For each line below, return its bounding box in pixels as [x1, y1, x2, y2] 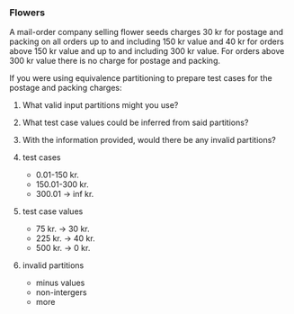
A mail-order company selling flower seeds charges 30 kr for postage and [9, 27, 284, 38]
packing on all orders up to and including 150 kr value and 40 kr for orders [9, 36, 285, 47]
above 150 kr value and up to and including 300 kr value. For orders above [9, 46, 285, 57]
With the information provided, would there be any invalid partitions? [22, 135, 276, 146]
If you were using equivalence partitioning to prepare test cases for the [9, 73, 272, 84]
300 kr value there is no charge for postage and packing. [9, 56, 221, 67]
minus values [35, 277, 85, 289]
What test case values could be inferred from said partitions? [22, 117, 249, 128]
